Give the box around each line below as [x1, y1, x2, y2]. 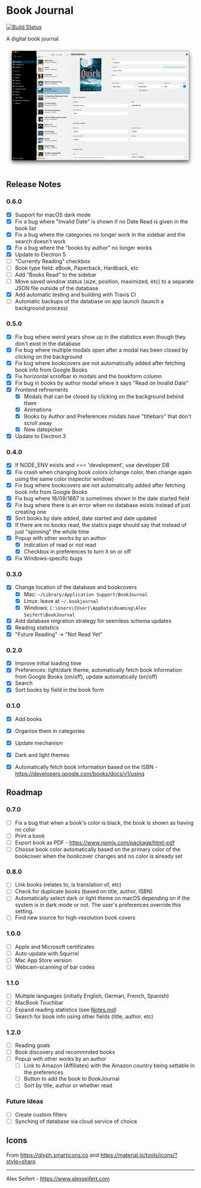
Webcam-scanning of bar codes [14, 963, 95, 971]
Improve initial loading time [14, 660, 82, 667]
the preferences [23, 1069, 64, 1076]
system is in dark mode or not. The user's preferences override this [14, 901, 181, 909]
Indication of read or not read [23, 541, 96, 548]
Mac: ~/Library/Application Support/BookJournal [23, 590, 148, 598]
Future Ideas [6, 1097, 44, 1106]
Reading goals [14, 1041, 51, 1049]
